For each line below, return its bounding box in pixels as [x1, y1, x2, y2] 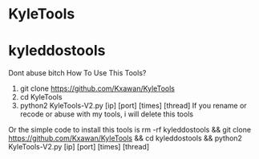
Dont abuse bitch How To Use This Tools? [8, 68, 147, 78]
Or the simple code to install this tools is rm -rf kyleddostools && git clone [8, 125, 251, 135]
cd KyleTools [19, 92, 63, 102]
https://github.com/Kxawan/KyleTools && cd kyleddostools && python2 [8, 133, 243, 143]
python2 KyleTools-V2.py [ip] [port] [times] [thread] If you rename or [19, 101, 247, 111]
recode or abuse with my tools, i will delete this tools [19, 109, 194, 119]
